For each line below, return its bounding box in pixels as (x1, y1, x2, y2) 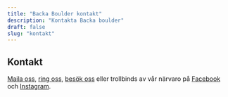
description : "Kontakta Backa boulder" (7, 17, 125, 24)
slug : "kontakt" (7, 30, 55, 37)
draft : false (7, 23, 46, 30)
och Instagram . (7, 82, 51, 91)
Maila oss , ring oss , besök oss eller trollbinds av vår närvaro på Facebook (7, 75, 221, 83)
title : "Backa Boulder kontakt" (7, 10, 102, 18)
